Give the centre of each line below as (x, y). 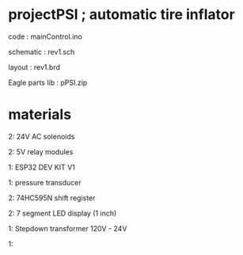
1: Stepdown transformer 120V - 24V (68, 228)
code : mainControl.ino (46, 36)
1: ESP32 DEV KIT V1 (42, 167)
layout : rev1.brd (34, 67)
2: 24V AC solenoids (42, 136)
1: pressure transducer (45, 182)
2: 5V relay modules (41, 151)
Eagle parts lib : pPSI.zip (48, 82)
